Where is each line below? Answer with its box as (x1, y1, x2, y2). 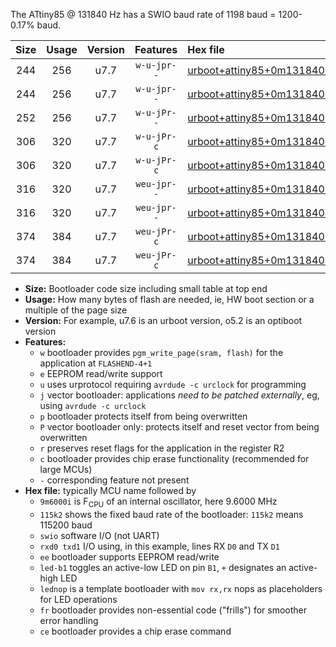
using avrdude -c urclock (39, 400, 147, 411)
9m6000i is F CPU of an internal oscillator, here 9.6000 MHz (39, 495, 278, 509)
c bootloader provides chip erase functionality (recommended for (39, 453, 310, 464)
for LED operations (39, 593, 118, 605)
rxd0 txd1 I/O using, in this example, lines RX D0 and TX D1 (39, 540, 280, 552)
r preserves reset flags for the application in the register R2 (39, 442, 285, 454)
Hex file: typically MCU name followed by (24, 485, 197, 496)
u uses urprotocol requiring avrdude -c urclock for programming (39, 379, 307, 390)
